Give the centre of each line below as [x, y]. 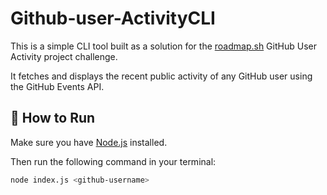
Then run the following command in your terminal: [113, 161]
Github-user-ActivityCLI [113, 18]
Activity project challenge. [64, 56]
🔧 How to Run [53, 118]
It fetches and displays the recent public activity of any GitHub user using [161, 76]
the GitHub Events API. [57, 86]
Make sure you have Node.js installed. [89, 142]
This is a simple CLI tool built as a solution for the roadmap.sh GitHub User [163, 46]
